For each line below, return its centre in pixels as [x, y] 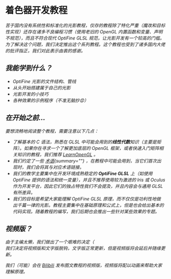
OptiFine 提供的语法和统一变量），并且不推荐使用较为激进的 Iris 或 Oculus [89, 180]
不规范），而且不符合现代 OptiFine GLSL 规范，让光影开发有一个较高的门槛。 [85, 38]
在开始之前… [25, 118]
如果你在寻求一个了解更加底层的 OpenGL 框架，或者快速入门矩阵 [91, 148]
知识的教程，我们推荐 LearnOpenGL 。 [57, 154]
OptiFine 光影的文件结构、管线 [44, 81]
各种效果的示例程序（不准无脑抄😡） [50, 100]
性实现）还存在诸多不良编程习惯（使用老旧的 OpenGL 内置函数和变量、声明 [84, 31]
